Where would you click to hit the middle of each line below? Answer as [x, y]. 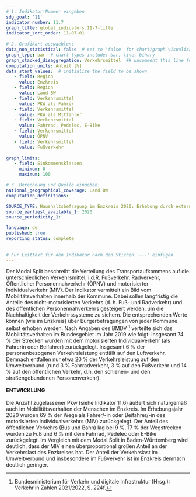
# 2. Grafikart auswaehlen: [40, 44]
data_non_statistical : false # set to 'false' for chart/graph [86, 50]
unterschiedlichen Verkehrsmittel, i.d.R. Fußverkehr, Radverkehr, [83, 277]
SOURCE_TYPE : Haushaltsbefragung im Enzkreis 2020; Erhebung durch [90, 206]
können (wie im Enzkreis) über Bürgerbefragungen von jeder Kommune [92, 321]
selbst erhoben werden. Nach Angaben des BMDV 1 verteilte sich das [90, 328]
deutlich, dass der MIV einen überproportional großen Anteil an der [87, 446]
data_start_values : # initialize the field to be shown [77, 71]
